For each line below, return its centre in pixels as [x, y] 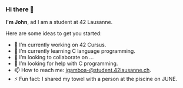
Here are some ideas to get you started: [54, 33]
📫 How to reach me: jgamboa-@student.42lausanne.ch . [82, 70]
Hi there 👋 [20, 9]
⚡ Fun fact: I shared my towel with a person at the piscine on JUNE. [96, 79]
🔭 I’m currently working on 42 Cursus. [60, 45]
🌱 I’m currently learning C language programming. [75, 51]
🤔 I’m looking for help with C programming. [66, 63]
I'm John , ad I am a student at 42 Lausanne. [59, 22]
